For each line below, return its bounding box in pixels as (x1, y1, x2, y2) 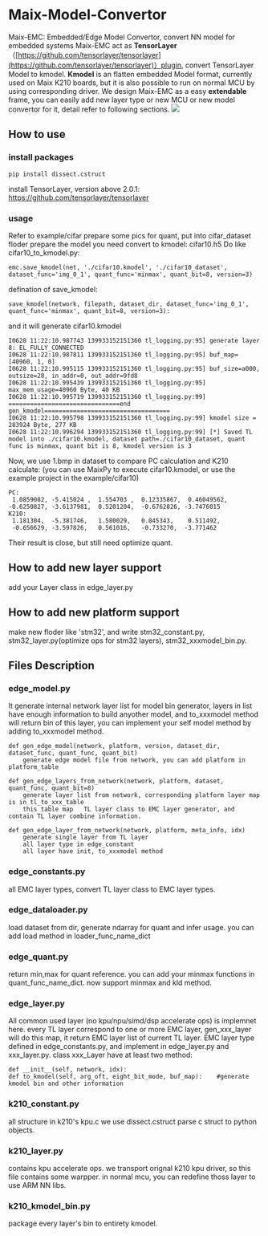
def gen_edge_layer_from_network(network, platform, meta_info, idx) (8, 827, 246, 835)
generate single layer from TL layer (22, 833, 149, 842)
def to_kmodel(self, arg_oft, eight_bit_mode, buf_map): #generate (8, 1073, 250, 1081)
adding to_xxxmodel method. (8, 726, 104, 736)
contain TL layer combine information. (8, 812, 142, 820)
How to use (8, 128, 66, 141)
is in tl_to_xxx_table (8, 799, 84, 807)
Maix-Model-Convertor (8, 6, 167, 24)
